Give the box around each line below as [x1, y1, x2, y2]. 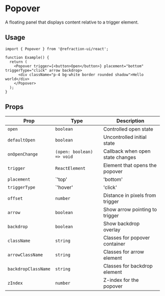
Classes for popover [103, 234, 150, 241]
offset [7, 195, 23, 201]
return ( [9, 59, 27, 64]
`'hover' [55, 184, 73, 190]
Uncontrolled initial [103, 134, 147, 140]
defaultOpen [7, 137, 36, 143]
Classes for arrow [103, 248, 144, 255]
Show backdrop [103, 220, 140, 227]
